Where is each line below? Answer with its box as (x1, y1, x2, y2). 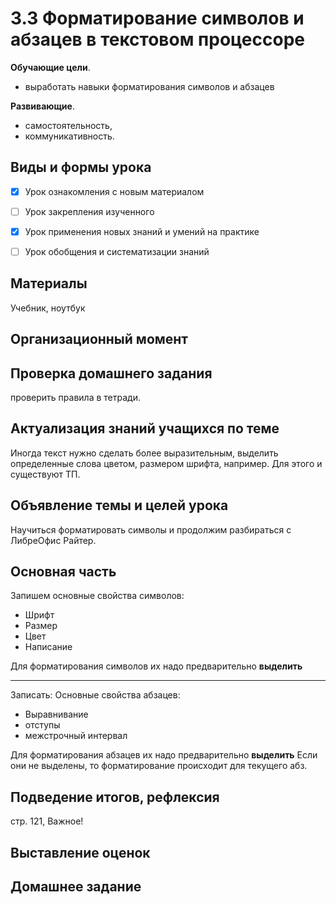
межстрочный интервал (24, 730, 128, 742)
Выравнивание (24, 708, 89, 721)
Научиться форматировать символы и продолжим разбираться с (10, 523, 292, 536)
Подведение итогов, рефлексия (10, 788, 220, 806)
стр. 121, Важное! (10, 815, 84, 827)
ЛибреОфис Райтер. (10, 534, 97, 546)
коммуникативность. (24, 130, 115, 142)
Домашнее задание (10, 878, 142, 896)
